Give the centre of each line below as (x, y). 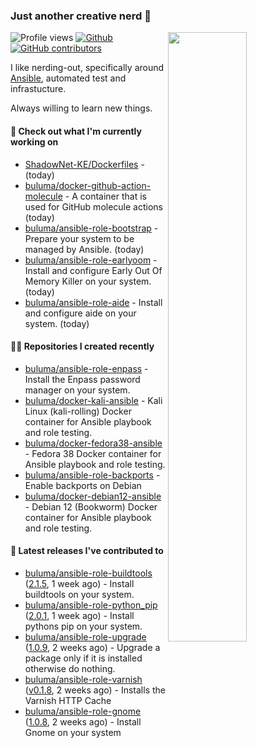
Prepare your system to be (79, 238)
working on (34, 141)
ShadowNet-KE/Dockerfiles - (84, 164)
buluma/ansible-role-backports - (92, 475)
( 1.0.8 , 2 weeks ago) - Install (83, 721)
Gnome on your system (73, 732)
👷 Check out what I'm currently (76, 131)
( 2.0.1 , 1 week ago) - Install (79, 615)
